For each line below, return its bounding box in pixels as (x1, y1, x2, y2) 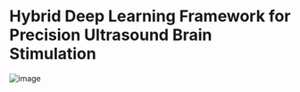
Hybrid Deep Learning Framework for (9, 6, 291, 27)
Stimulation (9, 44, 96, 64)
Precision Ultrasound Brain (9, 25, 212, 45)
